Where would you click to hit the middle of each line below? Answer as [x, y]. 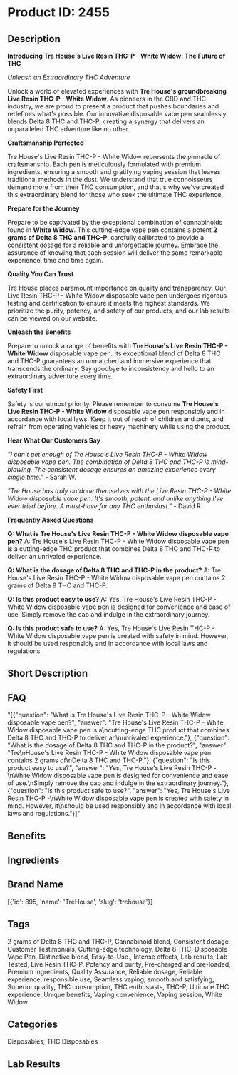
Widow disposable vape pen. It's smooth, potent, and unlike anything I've [115, 498]
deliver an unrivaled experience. [55, 556]
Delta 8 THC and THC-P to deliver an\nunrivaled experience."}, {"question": [119, 738]
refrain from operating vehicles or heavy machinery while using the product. [119, 427]
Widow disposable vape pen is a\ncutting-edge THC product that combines [118, 730]
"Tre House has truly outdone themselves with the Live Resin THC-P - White [119, 491]
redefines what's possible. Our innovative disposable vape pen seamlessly [117, 114]
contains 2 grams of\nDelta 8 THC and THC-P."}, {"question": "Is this [109, 760]
